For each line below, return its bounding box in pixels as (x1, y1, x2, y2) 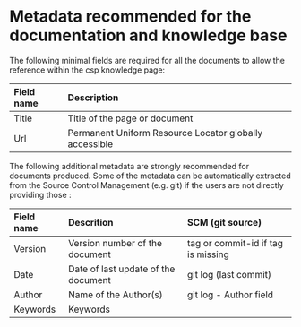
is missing (186, 248, 230, 261)
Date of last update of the (68, 262, 176, 275)
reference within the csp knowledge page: (9, 65, 166, 75)
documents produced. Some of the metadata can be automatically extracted (9, 170, 291, 181)
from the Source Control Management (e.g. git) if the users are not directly (9, 179, 284, 190)
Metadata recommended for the (9, 6, 252, 27)
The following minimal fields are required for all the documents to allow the (9, 55, 285, 65)
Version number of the (68, 237, 163, 249)
